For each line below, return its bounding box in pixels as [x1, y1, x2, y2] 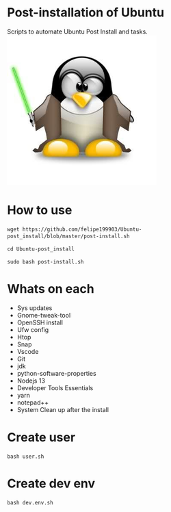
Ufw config [16, 325, 49, 333]
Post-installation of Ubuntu [7, 5, 165, 21]
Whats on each [7, 281, 94, 297]
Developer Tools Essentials [16, 383, 94, 392]
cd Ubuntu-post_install [7, 245, 75, 253]
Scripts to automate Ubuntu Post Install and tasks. [7, 27, 148, 36]
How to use [7, 203, 73, 218]
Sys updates [16, 303, 53, 312]
